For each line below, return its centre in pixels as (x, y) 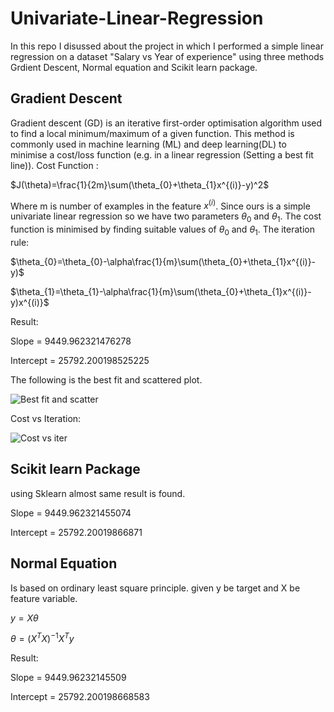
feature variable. (44, 598)
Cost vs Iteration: (46, 418)
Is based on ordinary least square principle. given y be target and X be (155, 588)
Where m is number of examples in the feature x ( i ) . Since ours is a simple (160, 205)
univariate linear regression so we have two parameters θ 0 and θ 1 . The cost (166, 217)
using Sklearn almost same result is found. (98, 493)
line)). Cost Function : (54, 165)
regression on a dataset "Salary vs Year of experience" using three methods (167, 56)
